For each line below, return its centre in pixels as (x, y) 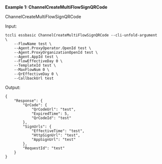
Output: (13, 87)
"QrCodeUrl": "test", (54, 109)
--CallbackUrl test (34, 78)
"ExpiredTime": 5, (50, 114)
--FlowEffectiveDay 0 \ (38, 61)
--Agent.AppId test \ (36, 57)
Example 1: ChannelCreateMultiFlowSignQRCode (56, 7)
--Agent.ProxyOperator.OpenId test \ (53, 48)
